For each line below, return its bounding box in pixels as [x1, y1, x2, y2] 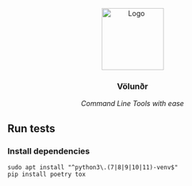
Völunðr [117, 81, 148, 92]
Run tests [7, 122, 56, 135]
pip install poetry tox [7, 170, 86, 178]
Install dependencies [7, 146, 90, 157]
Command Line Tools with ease [81, 99, 184, 108]
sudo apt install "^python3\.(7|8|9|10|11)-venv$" [7, 163, 179, 171]
